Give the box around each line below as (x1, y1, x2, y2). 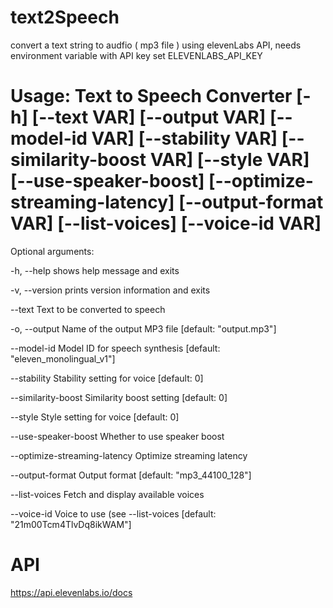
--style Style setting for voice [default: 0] (10, 411, 180, 423)
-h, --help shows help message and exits (10, 264, 180, 276)
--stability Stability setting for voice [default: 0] (10, 372, 204, 384)
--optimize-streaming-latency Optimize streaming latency (10, 449, 248, 461)
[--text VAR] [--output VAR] (31, 106, 267, 129)
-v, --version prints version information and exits (10, 284, 211, 296)
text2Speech (10, 6, 120, 29)
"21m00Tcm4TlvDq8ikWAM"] (10, 518, 132, 530)
